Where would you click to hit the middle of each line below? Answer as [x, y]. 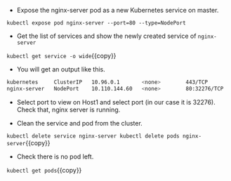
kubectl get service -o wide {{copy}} [61, 56]
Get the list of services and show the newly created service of [106, 36]
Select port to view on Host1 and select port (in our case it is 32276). [116, 102]
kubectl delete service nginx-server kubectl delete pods [93, 136]
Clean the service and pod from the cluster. [80, 123]
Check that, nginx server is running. [68, 109]
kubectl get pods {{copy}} [44, 170]
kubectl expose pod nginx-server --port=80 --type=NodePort [97, 23]
